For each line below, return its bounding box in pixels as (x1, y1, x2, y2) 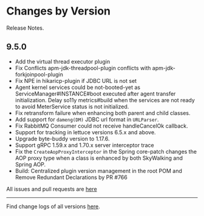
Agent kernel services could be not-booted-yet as (15, 83, 141, 91)
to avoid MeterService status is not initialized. (15, 103, 129, 110)
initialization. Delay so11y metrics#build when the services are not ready (15, 96, 195, 103)
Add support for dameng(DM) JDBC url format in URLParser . (15, 116, 159, 123)
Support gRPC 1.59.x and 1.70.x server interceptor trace (15, 141, 155, 149)
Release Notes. (6, 24, 44, 31)
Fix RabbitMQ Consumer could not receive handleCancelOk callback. (15, 122, 188, 129)
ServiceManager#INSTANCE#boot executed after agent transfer (15, 90, 176, 97)
